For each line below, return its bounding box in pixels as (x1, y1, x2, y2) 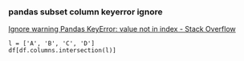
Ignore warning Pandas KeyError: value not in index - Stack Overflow (8, 25, 236, 34)
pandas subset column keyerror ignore (8, 6, 163, 17)
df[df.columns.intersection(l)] (8, 47, 116, 55)
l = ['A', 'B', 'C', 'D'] (8, 40, 95, 48)
